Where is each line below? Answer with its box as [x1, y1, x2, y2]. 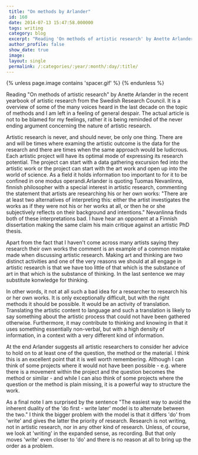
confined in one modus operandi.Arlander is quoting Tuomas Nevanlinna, [6, 177, 184, 184]
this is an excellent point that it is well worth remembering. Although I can [6, 356, 184, 363]
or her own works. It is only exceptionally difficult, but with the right [6, 294, 170, 301]
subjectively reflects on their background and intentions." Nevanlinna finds [6, 209, 187, 216]
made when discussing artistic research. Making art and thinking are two [6, 252, 183, 259]
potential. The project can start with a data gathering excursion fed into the [6, 159, 189, 166]
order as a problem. [6, 443, 54, 450]
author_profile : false [8, 42, 65, 48]
